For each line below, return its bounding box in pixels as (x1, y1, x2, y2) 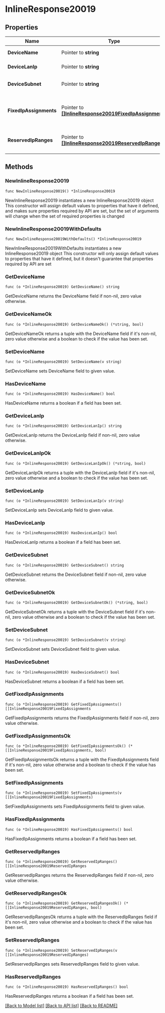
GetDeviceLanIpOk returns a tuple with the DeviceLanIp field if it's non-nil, (5, 470, 156, 476)
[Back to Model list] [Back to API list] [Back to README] (5, 1003, 118, 1009)
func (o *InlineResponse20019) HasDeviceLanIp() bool (5, 530, 118, 536)
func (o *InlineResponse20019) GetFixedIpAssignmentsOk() (5, 744, 126, 749)
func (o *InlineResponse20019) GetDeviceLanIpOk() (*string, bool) (5, 461, 146, 466)
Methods (5, 163, 33, 171)
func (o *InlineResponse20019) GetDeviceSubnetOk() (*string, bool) (5, 600, 148, 605)
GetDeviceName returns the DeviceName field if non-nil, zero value (5, 293, 141, 299)
